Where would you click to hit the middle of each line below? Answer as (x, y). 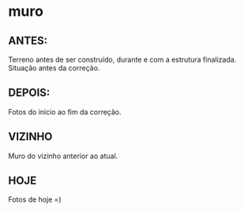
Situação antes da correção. (54, 68)
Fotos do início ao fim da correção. (65, 112)
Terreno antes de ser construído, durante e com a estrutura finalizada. (122, 59)
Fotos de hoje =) (35, 199)
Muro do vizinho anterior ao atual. (63, 156)
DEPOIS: (29, 93)
